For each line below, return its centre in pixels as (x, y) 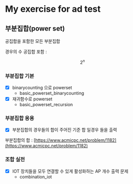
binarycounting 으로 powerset (42, 88)
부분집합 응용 (20, 118)
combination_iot (36, 177)
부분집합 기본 (20, 76)
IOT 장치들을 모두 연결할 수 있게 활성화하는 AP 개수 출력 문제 (70, 171)
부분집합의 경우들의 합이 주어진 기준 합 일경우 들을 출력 (65, 130)
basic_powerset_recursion (46, 105)
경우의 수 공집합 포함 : (26, 52)
